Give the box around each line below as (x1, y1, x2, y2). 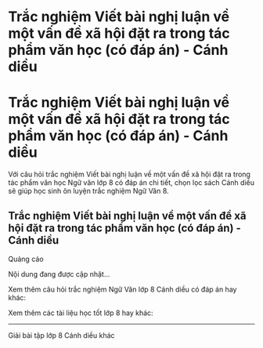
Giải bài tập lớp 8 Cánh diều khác (8, 330, 115, 340)
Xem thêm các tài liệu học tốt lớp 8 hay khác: (8, 308, 154, 317)
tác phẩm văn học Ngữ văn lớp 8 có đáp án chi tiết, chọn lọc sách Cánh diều (8, 178, 254, 187)
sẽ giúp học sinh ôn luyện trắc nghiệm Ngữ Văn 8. (8, 187, 170, 196)
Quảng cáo (8, 254, 45, 263)
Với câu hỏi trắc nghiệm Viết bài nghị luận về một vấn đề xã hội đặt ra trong (8, 169, 250, 179)
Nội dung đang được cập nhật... (8, 269, 110, 278)
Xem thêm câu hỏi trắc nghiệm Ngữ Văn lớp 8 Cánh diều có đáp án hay (8, 285, 237, 294)
